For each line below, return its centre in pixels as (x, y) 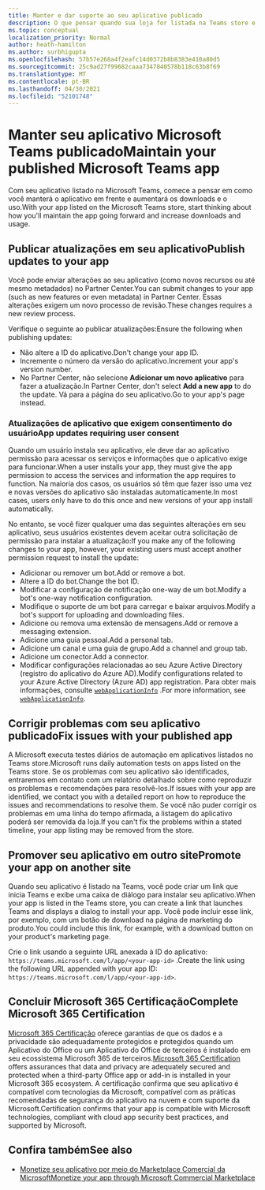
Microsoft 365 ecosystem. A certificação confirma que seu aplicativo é (123, 1083)
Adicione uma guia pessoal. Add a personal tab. (96, 640)
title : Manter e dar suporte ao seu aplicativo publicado (105, 15)
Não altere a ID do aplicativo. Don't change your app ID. (109, 353)
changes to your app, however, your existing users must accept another (125, 550)
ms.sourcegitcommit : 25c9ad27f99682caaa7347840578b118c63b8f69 (114, 67)
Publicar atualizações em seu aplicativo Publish (127, 249)
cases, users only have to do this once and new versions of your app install (131, 501)
